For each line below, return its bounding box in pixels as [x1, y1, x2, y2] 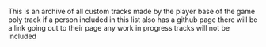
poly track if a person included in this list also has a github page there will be [8, 15, 258, 24]
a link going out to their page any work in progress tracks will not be [8, 23, 230, 32]
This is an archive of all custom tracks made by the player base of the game [8, 7, 256, 16]
